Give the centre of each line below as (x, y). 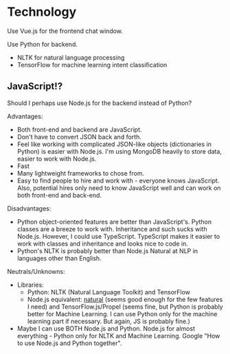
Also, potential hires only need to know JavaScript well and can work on (119, 188)
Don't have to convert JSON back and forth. (79, 137)
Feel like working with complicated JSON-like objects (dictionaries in (114, 144)
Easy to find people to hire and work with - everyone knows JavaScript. (118, 180)
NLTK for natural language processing (71, 57)
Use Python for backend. (42, 44)
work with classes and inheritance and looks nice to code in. (103, 244)
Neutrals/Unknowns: (36, 271)
